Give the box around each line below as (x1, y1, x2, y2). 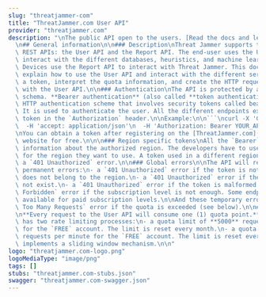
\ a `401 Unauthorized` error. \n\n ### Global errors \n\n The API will (15, 159, 249, 167)
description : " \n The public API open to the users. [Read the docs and (8, 33, 249, 42)
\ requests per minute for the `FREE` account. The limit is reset (15, 233, 243, 241)
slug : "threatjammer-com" (8, 11, 93, 20)
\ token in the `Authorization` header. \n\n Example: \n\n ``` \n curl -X (15, 115, 249, 123)
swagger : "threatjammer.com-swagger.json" (8, 276, 150, 285)
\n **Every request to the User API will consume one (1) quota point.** (15, 211, 260, 219)
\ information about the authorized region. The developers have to (15, 144, 246, 152)
